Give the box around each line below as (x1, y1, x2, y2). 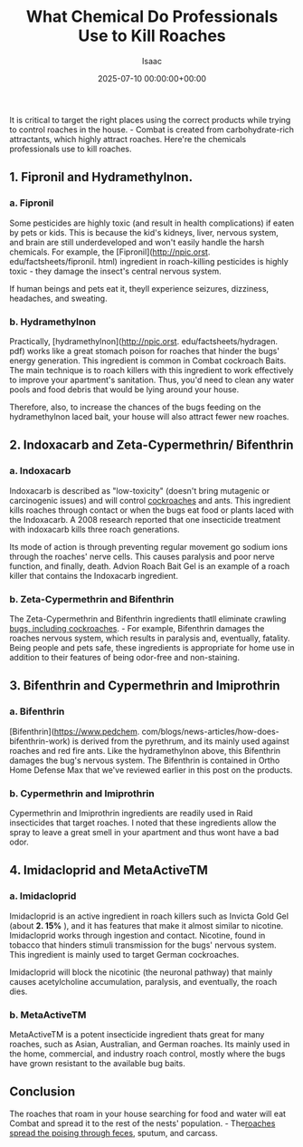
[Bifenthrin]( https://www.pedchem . (9, 726, 140, 737)
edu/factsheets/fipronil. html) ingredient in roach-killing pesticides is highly (9, 255, 289, 266)
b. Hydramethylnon (9, 315, 97, 328)
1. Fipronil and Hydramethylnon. (9, 169, 193, 185)
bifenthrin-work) (9, 736, 71, 747)
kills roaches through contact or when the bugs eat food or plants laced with (9, 505, 294, 516)
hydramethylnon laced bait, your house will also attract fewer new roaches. (9, 410, 289, 422)
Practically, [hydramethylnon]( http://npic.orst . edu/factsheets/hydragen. (9, 335, 279, 346)
